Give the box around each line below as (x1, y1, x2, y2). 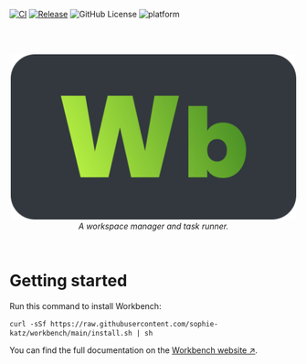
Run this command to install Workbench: (9, 300, 162, 311)
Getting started (9, 271, 128, 292)
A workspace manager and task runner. (78, 220, 229, 232)
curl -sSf (9, 319, 47, 328)
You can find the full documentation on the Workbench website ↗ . (9, 344, 259, 356)
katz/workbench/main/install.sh (9, 328, 132, 337)
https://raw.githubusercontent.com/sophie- (49, 319, 219, 328)
